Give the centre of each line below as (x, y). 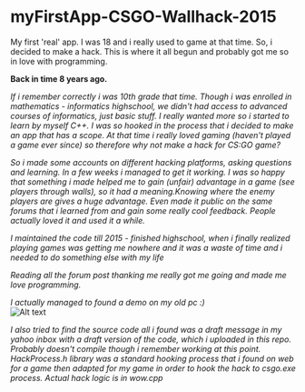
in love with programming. (59, 61)
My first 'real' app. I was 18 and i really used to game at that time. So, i (142, 42)
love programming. (46, 285)
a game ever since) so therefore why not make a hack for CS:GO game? (145, 145)
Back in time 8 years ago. (59, 78)
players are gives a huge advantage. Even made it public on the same (142, 201)
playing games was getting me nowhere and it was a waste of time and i (147, 247)
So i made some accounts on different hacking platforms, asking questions (151, 162)
